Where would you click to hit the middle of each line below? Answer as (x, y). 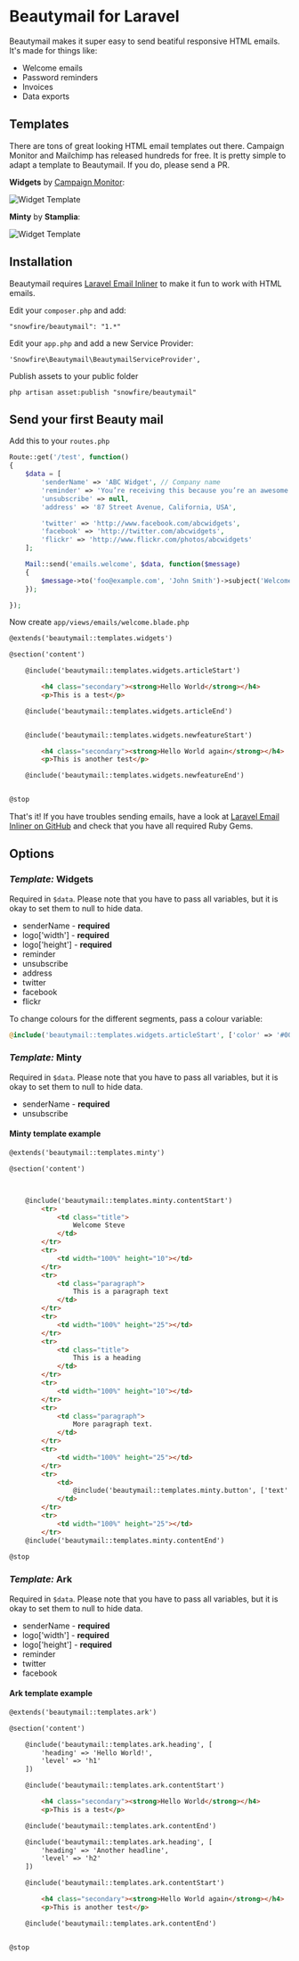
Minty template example (55, 1133)
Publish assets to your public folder (74, 375)
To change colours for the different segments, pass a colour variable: (136, 1018)
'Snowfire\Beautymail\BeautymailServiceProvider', (105, 359)
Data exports (45, 96)
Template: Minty (46, 1058)
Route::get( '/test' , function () (69, 457)
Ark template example (51, 1693)
